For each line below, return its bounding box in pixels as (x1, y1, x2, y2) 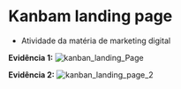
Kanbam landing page (8, 6, 173, 26)
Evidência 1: (8, 52, 54, 63)
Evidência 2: (8, 69, 55, 80)
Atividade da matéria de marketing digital (20, 35, 171, 46)
